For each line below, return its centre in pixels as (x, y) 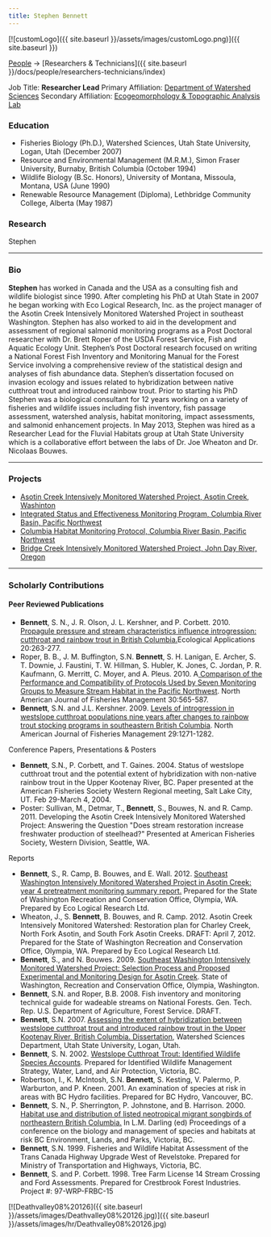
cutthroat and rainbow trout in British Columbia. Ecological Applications (138, 639)
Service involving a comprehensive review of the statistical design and (125, 365)
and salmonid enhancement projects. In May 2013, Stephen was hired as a (132, 425)
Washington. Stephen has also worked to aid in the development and (122, 322)
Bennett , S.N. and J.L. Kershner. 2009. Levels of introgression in (127, 708)
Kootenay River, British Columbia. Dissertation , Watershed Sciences (132, 1036)
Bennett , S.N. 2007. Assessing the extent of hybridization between (131, 1019)
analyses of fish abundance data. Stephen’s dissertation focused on (121, 373)
